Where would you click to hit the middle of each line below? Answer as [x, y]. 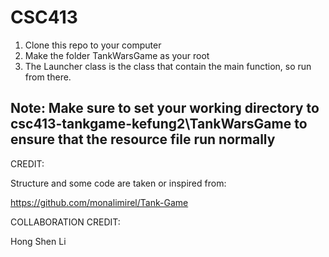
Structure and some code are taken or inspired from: [118, 183]
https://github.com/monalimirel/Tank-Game [99, 202]
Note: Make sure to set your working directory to [165, 108]
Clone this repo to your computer [93, 45]
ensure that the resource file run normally [143, 139]
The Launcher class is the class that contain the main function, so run [168, 66]
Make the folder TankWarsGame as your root [117, 55]
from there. [48, 77]
